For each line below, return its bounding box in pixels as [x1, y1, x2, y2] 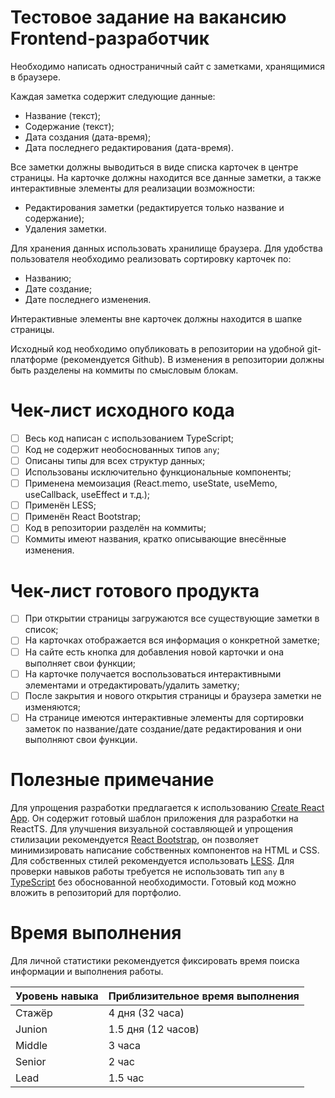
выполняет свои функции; [24, 657, 137, 669]
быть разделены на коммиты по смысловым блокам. [10, 364, 239, 376]
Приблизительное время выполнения [108, 989, 300, 1003]
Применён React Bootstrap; [24, 511, 142, 523]
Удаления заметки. [24, 222, 107, 235]
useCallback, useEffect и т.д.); [24, 489, 151, 501]
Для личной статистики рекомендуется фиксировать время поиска [10, 954, 300, 966]
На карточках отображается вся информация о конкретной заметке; [24, 634, 320, 646]
